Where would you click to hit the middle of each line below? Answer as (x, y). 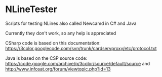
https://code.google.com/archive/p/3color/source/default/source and (78, 63)
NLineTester (31, 9)
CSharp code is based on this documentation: (53, 43)
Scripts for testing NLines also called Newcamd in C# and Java (71, 23)
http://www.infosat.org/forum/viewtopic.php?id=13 (58, 69)
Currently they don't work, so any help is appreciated (61, 33)
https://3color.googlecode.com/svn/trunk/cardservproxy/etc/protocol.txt (81, 48)
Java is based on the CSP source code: (46, 58)
